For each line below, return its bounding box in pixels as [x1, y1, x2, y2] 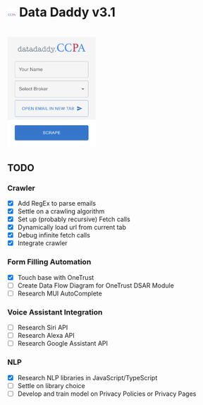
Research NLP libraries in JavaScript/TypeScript [17, 373, 158, 382]
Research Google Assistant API [17, 339, 108, 348]
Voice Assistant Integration [7, 307, 103, 317]
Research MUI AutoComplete [17, 289, 102, 298]
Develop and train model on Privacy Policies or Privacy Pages [17, 389, 197, 398]
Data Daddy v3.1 [18, 4, 116, 20]
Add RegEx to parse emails [17, 199, 97, 207]
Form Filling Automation [7, 257, 92, 267]
